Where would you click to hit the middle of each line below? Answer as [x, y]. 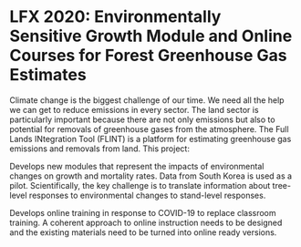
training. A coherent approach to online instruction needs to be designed [146, 222]
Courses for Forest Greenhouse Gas [148, 56]
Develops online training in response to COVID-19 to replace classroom [143, 212]
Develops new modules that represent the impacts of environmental [137, 166]
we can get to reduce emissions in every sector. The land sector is [134, 109]
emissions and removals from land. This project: [99, 149]
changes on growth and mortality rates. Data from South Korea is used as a [151, 176]
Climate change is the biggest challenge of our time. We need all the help [147, 100]
